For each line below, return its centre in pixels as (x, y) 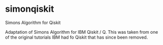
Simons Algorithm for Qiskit (33, 22)
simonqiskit (30, 9)
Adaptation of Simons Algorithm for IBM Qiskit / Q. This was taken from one (82, 32)
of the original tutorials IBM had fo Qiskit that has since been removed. (77, 37)
